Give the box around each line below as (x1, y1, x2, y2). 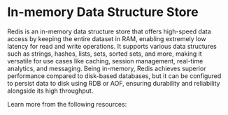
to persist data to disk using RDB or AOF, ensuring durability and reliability (7, 79, 220, 87)
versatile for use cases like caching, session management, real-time (7, 56, 204, 65)
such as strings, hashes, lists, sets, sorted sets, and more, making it (7, 49, 202, 58)
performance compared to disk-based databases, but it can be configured (7, 71, 222, 80)
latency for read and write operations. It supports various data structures (7, 42, 217, 50)
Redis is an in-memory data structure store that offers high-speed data (7, 27, 211, 36)
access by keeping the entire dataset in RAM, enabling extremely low (7, 34, 206, 43)
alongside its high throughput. (7, 86, 94, 95)
